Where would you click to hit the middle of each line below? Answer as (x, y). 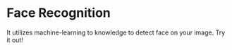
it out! (15, 39)
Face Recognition (59, 13)
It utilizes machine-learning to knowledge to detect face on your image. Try (116, 32)
